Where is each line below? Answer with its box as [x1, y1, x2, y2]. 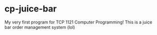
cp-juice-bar [4, 3, 57, 14]
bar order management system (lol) [4, 24, 76, 30]
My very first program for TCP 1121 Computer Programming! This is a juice [4, 19, 153, 25]
